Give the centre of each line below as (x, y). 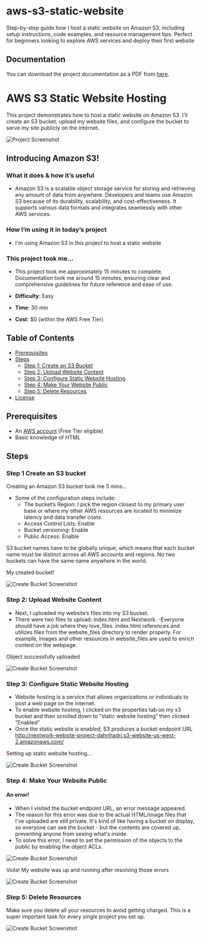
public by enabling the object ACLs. (59, 846)
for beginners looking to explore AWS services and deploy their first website (100, 40)
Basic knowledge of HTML (48, 437)
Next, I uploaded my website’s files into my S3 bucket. (82, 613)
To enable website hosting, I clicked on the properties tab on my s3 (98, 710)
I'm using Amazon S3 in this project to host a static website (88, 243)
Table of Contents (40, 338)
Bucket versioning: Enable (56, 530)
